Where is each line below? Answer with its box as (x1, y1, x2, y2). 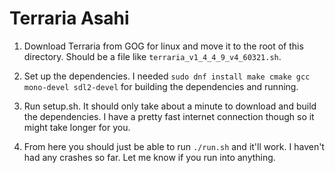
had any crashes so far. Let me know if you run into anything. (23, 151, 276, 163)
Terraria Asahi (9, 7, 130, 30)
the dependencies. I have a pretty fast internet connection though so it (23, 110, 315, 122)
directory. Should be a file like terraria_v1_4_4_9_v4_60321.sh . (23, 50, 282, 62)
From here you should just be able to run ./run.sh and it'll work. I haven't (23, 140, 325, 152)
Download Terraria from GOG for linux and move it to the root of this (23, 40, 304, 52)
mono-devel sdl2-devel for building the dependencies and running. (23, 80, 299, 92)
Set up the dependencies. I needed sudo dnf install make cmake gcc (23, 70, 311, 82)
